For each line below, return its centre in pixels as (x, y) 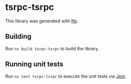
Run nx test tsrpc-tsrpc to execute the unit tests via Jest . (66, 76)
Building (18, 37)
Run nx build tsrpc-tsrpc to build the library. (52, 48)
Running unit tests (34, 64)
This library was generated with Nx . (42, 21)
